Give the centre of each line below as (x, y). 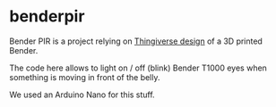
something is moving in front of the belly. (85, 77)
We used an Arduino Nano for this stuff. (82, 95)
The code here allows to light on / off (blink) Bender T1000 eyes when (138, 68)
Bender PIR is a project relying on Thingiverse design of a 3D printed (136, 41)
